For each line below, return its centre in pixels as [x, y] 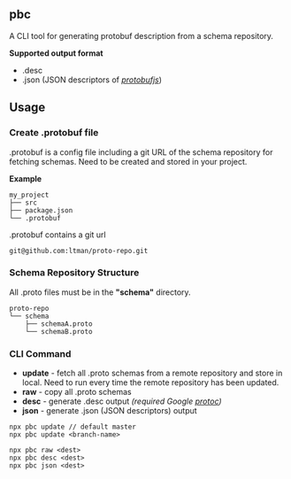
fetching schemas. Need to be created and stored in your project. [128, 161]
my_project [29, 195]
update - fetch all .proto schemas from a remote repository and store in [152, 373]
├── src [23, 203]
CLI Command [40, 353]
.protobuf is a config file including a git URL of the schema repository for [141, 152]
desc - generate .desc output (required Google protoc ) [122, 401]
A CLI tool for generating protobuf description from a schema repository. [142, 35]
